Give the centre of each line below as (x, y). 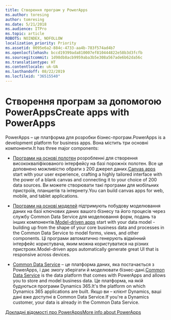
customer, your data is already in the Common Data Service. (76, 302)
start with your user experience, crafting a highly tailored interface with (87, 174)
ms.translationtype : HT (31, 62)
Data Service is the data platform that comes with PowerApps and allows (89, 275)
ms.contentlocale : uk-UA (32, 67)
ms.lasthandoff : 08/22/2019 (35, 72)
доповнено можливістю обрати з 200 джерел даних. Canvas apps (84, 169)
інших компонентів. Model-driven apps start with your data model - (84, 222)
